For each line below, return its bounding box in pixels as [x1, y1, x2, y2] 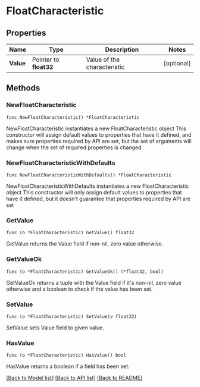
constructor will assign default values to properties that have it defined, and [6, 131, 192, 138]
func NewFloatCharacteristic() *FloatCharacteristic [6, 114, 140, 120]
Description [105, 46, 139, 54]
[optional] [163, 59, 191, 67]
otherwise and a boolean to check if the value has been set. [6, 285, 153, 292]
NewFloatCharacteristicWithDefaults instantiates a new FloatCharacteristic [6, 183, 189, 190]
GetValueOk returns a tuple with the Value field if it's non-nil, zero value [6, 279, 182, 286]
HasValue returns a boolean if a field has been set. [6, 363, 130, 370]
